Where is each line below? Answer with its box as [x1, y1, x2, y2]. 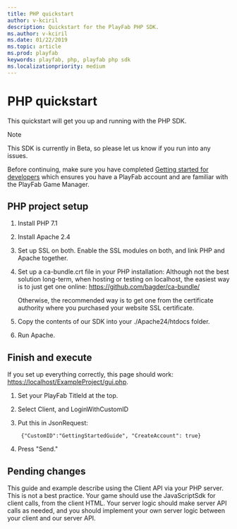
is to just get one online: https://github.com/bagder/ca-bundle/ [17, 283, 200, 291]
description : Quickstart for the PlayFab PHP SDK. [7, 23, 159, 30]
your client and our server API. [7, 514, 97, 522]
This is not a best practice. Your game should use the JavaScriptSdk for [7, 492, 217, 499]
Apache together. [17, 254, 68, 262]
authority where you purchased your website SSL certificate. [17, 304, 195, 312]
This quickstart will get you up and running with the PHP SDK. [7, 116, 187, 125]
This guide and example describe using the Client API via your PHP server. [7, 484, 224, 492]
